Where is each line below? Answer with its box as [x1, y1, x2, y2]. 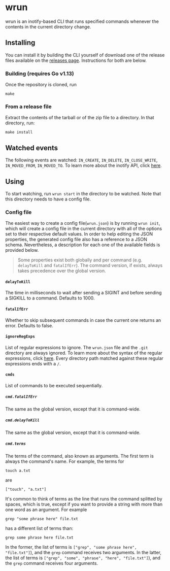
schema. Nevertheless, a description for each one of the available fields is [5, 242, 160, 248]
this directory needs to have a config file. [5, 196, 91, 202]
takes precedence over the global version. [17, 268, 107, 274]
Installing [5, 39, 36, 47]
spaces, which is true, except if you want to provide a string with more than [5, 501, 163, 507]
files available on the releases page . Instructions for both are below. [5, 57, 147, 63]
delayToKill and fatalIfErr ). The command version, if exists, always [17, 262, 163, 268]
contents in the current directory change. [5, 23, 91, 29]
